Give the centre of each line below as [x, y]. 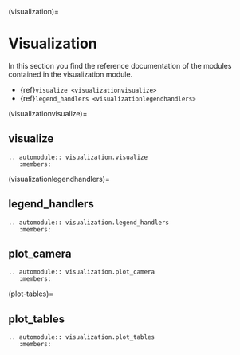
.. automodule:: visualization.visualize [78, 157]
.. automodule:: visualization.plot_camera [82, 272]
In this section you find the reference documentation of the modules [120, 65]
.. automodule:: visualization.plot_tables [82, 337]
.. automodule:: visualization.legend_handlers [89, 223]
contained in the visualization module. [71, 74]
